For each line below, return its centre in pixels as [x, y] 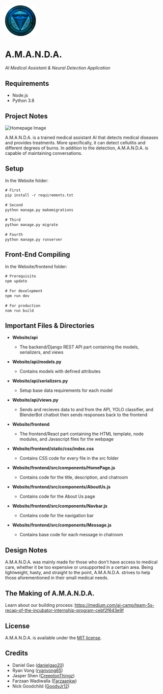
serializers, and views [41, 352]
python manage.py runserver [34, 240]
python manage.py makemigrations [39, 210]
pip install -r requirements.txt [39, 195]
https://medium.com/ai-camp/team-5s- [114, 605]
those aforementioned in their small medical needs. [57, 578]
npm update [16, 281]
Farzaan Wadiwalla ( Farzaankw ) [44, 681]
